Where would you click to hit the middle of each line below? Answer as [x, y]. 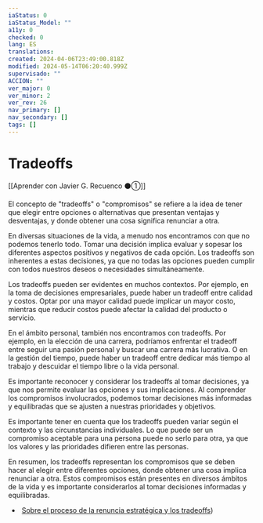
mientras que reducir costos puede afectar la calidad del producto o [118, 309]
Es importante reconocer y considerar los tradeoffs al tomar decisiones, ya [129, 381]
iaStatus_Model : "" [40, 23]
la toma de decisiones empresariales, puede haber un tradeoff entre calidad [130, 292]
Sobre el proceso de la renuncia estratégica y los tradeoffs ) [117, 510]
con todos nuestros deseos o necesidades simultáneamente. [106, 269]
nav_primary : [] [34, 111]
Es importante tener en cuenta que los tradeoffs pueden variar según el [123, 421]
